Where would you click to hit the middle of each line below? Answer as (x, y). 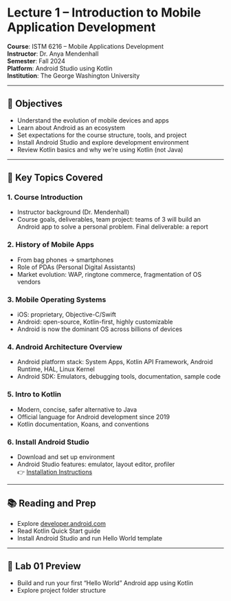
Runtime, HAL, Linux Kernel (56, 369)
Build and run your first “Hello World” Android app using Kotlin (105, 582)
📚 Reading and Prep (52, 504)
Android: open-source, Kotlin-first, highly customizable (95, 322)
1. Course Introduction (45, 198)
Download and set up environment (66, 456)
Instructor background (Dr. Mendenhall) (73, 212)
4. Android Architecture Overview (65, 347)
